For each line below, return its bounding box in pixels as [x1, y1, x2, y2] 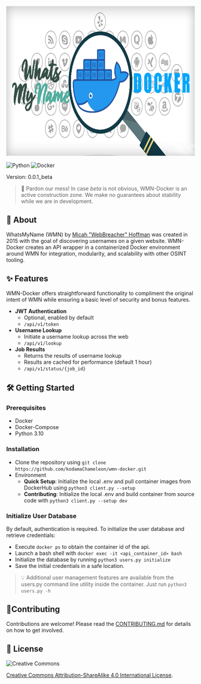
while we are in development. [20, 197, 94, 205]
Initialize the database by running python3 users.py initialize [14, 556, 171, 563]
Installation [6, 445, 40, 454]
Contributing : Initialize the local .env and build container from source [23, 490, 194, 497]
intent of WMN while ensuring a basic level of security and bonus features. [6, 296, 190, 303]
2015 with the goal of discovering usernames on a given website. [6, 237, 166, 244]
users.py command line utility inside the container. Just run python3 [20, 580, 187, 588]
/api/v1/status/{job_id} [23, 366, 86, 372]
